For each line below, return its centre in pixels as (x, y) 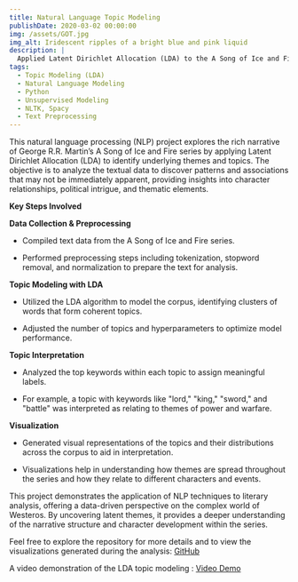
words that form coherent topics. (82, 311)
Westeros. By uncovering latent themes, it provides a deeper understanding (147, 515)
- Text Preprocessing (57, 116)
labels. (34, 382)
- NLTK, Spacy (43, 108)
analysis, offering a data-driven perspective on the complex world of (134, 506)
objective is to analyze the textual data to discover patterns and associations (149, 171)
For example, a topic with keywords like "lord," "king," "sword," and (145, 399)
